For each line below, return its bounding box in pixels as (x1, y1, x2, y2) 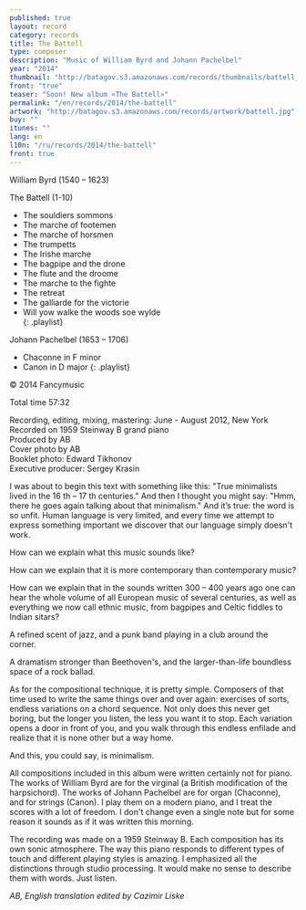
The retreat (22, 287, 66, 298)
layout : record (9, 22, 67, 31)
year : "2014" (9, 65, 59, 74)
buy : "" (9, 115, 39, 124)
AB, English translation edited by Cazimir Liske (9, 890, 185, 901)
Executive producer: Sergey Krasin (9, 463, 140, 474)
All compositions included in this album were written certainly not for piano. (9, 768, 293, 779)
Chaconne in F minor (22, 351, 102, 362)
